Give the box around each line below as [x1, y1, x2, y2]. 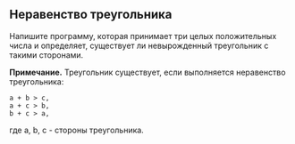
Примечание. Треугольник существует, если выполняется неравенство [9, 67, 286, 77]
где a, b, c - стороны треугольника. [9, 124, 145, 135]
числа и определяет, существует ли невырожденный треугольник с [9, 40, 269, 51]
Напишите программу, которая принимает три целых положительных [9, 30, 277, 41]
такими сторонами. [9, 49, 84, 60]
